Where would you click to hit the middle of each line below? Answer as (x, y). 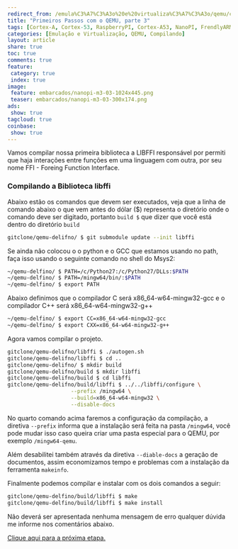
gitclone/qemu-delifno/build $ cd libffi (69, 378)
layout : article (31, 40)
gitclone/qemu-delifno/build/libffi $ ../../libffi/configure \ (104, 385)
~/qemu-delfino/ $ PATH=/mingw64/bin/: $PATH (74, 278)
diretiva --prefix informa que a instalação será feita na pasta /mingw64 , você (119, 426)
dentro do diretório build (44, 224)
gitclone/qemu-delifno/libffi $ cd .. (64, 358)
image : (17, 87)
